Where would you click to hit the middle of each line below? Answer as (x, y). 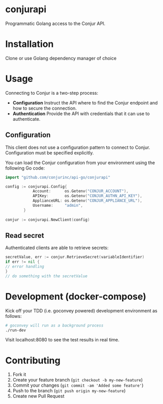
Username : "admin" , (58, 205)
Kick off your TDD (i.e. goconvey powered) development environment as (81, 311)
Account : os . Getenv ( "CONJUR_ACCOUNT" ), (80, 191)
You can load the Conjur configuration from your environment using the (80, 163)
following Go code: (25, 168)
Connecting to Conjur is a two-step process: (52, 93)
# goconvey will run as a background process (54, 325)
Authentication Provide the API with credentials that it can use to (81, 114)
